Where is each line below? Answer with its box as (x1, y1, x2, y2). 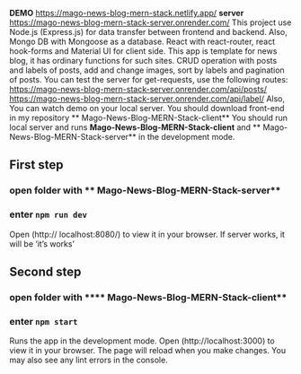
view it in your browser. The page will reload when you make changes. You (9, 345, 286, 356)
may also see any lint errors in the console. (9, 354, 168, 366)
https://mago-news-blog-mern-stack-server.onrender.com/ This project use (9, 17, 292, 28)
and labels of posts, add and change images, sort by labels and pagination (9, 65, 285, 75)
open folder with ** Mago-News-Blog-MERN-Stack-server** (9, 184, 281, 196)
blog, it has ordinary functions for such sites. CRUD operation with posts (9, 56, 278, 65)
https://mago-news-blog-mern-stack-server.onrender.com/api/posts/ (9, 84, 268, 94)
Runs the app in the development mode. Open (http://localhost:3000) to (9, 335, 276, 346)
